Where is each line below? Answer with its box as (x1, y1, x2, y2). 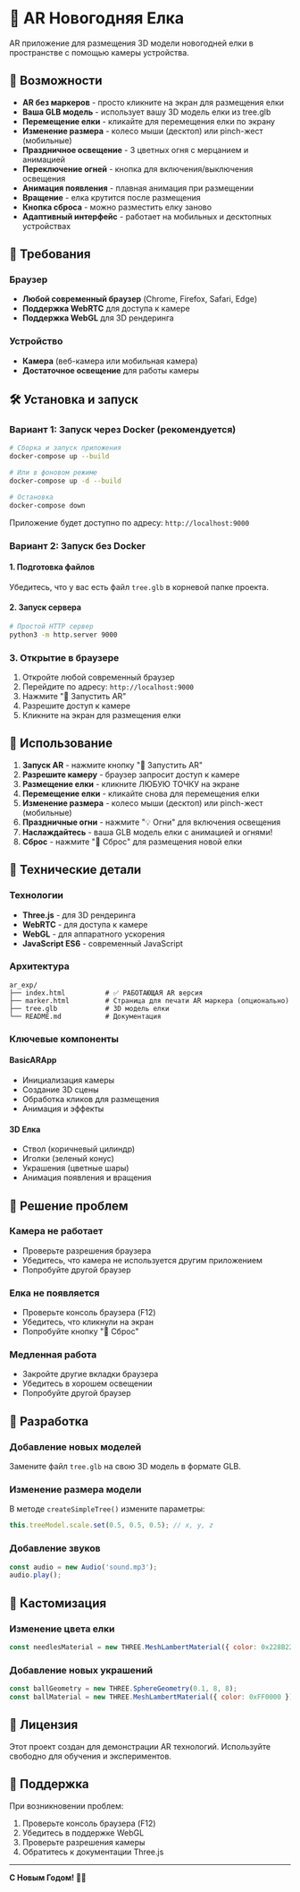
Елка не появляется (9, 1287, 100, 1299)
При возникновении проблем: (9, 1800, 124, 1811)
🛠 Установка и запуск (9, 392, 138, 407)
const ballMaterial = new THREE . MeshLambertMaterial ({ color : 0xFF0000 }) (9, 1692, 294, 1702)
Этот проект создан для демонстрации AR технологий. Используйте (9, 1741, 271, 1751)
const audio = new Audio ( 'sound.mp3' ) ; (9, 1562, 158, 1571)
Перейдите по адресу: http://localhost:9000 (21, 681, 195, 692)
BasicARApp (9, 1055, 57, 1066)
